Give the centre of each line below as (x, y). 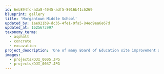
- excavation (23, 46)
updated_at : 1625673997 (29, 28)
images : (13, 55)
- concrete (20, 41)
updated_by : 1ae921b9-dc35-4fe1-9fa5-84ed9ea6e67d (58, 23)
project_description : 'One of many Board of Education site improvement (81, 50)
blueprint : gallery (25, 14)
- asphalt (19, 37)
